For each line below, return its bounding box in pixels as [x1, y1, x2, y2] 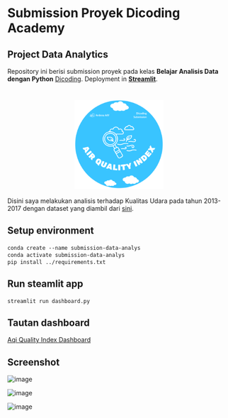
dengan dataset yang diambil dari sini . [22, 204, 135, 212]
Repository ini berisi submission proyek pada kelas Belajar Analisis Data [7, 67, 219, 75]
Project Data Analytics [7, 48, 108, 60]
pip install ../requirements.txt [7, 258, 106, 265]
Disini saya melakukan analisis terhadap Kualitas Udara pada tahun [7, 197, 203, 205]
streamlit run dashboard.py [7, 297, 91, 304]
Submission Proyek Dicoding [7, 5, 181, 21]
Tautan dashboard [7, 317, 90, 329]
